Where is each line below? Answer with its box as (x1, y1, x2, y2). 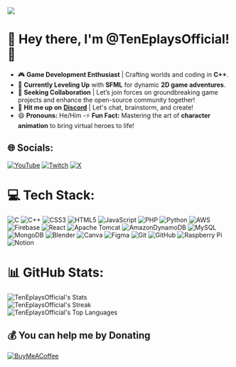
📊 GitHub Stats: (7, 264, 104, 280)
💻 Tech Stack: (7, 187, 95, 203)
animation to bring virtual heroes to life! (17, 121, 135, 129)
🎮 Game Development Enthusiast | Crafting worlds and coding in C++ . (17, 70, 229, 78)
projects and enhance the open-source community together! (17, 95, 195, 104)
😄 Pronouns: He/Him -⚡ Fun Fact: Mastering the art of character (17, 111, 211, 119)
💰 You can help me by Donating (7, 329, 151, 341)
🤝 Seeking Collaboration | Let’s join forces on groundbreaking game (17, 87, 218, 96)
